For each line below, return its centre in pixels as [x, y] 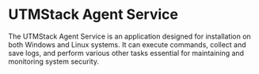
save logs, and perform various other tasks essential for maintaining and [126, 53]
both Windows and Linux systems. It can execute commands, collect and [128, 44]
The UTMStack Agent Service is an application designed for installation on [129, 36]
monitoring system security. [53, 61]
